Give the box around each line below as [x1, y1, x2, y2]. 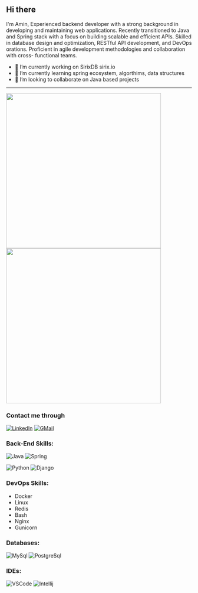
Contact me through [6, 411, 65, 419]
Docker [14, 493, 33, 500]
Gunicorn [14, 524, 38, 531]
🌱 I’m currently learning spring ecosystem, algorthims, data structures [14, 69, 184, 76]
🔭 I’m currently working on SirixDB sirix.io [14, 63, 115, 70]
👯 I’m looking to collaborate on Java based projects [14, 76, 140, 83]
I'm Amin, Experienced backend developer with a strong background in [6, 20, 179, 27]
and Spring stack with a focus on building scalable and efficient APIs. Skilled [6, 32, 192, 40]
